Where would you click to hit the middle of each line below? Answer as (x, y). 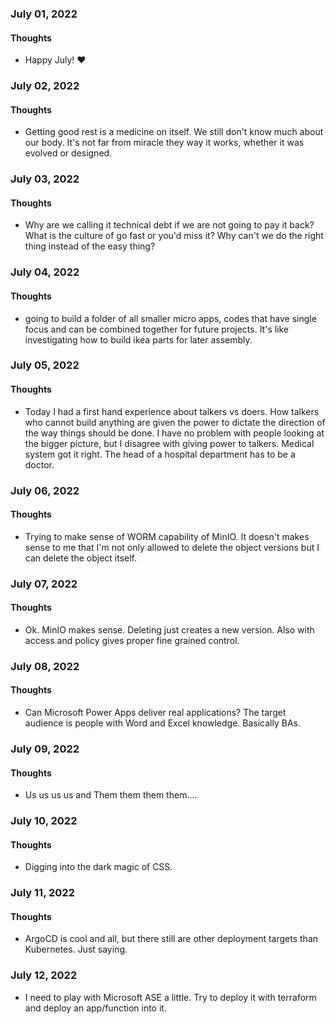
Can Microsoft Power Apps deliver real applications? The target (155, 712)
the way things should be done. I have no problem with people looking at (174, 433)
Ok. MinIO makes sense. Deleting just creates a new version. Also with (169, 629)
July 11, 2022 (42, 893)
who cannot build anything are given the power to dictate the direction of (175, 422)
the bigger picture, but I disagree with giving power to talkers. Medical (169, 443)
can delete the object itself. (81, 558)
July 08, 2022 (45, 666)
